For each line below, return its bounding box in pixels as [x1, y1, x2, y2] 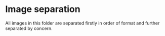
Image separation [5, 3, 80, 15]
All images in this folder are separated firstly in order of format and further [5, 20, 160, 26]
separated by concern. [5, 25, 53, 31]
